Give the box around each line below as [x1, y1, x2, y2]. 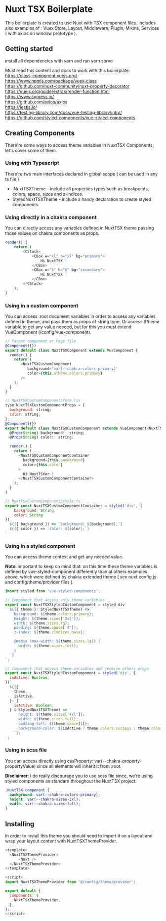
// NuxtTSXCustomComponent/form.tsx [5, 398, 81, 403]
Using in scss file [5, 746, 47, 753]
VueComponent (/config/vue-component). [5, 329, 91, 335]
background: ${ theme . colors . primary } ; [14, 612, 94, 616]
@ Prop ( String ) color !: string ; [9, 435, 74, 440]
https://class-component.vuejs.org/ [5, 73, 78, 79]
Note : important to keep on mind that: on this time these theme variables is [5, 564, 158, 570]
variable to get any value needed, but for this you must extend [5, 324, 132, 330]
